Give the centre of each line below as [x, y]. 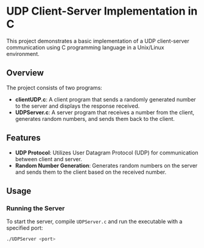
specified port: [25, 228]
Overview [25, 73]
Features [23, 138]
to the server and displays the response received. [77, 106]
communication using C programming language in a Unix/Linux [85, 47]
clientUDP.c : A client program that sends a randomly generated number [105, 99]
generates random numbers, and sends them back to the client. [95, 119]
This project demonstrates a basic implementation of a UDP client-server [98, 41]
